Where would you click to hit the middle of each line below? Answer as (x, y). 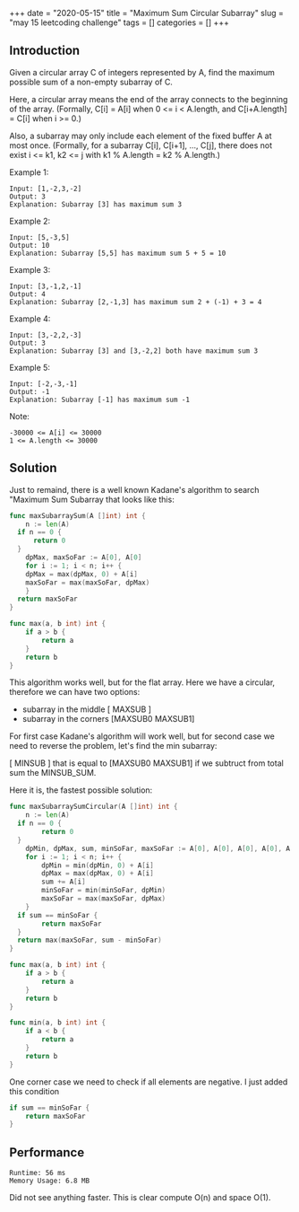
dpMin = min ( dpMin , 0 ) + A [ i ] (98, 865)
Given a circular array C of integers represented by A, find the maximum (142, 72)
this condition (34, 1091)
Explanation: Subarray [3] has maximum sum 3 (95, 204)
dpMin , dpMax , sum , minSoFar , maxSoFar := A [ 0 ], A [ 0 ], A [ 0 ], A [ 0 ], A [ (160, 848)
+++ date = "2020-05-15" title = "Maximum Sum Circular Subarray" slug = (146, 13)
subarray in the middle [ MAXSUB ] (87, 709)
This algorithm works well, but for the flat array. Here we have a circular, (142, 682)
